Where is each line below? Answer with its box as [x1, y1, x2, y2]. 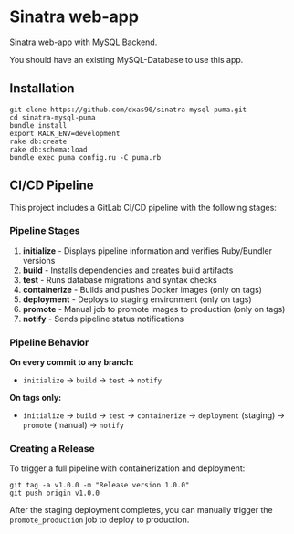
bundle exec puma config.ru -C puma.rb [9, 152, 162, 162]
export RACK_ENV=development [9, 129, 121, 138]
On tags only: [9, 393, 62, 403]
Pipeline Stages [9, 225, 80, 237]
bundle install [9, 120, 68, 130]
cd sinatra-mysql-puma [9, 112, 96, 122]
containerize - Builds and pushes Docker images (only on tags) [22, 284, 263, 295]
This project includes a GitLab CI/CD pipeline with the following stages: [9, 202, 277, 213]
